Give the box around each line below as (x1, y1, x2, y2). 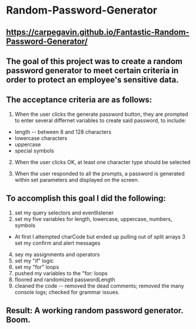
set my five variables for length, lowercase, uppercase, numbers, (14, 215, 172, 222)
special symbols (14, 147, 54, 154)
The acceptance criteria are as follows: (6, 95, 152, 105)
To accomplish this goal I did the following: (6, 193, 167, 204)
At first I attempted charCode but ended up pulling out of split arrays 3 (14, 233, 185, 240)
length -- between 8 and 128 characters (14, 128, 112, 135)
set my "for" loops (14, 263, 59, 271)
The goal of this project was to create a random (6, 56, 182, 66)
